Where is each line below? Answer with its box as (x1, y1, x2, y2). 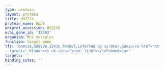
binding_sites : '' (5, 58, 43, 63)
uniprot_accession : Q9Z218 (5, 26, 60, 31)
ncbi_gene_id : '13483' (5, 30, 52, 35)
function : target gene (5, 39, 52, 44)
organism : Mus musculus (5, 35, 54, 40)
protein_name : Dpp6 (5, 21, 45, 26)
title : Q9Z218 (5, 16, 34, 21)
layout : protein (5, 12, 38, 17)
